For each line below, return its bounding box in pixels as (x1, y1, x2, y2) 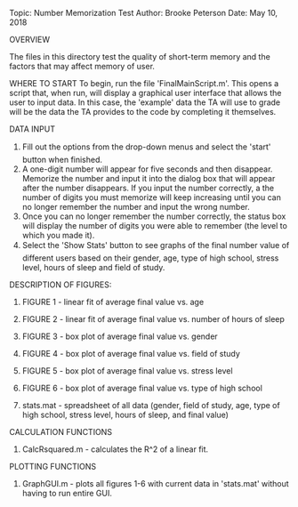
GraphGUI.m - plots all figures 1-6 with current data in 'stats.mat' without (21, 479, 289, 488)
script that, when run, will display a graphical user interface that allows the (9, 88, 282, 98)
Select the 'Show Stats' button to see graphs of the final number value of (21, 240, 290, 250)
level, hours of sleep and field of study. (21, 262, 165, 272)
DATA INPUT (9, 124, 56, 134)
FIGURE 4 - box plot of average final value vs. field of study (21, 349, 240, 358)
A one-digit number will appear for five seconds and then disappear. (21, 164, 273, 174)
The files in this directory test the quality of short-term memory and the (9, 52, 271, 61)
